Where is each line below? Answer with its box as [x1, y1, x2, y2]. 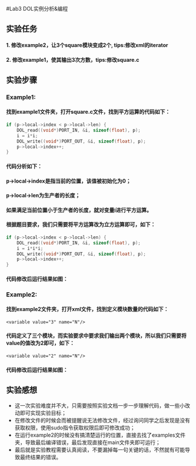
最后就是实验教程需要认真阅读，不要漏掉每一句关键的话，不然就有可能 [14, 446, 185, 453]
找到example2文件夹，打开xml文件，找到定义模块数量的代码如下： [6, 306, 169, 313]
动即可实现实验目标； [14, 409, 67, 417]
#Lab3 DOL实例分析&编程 [6, 5, 68, 12]
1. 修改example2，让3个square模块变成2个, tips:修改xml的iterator [6, 41, 169, 48]
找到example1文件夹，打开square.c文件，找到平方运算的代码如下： [6, 108, 171, 115]
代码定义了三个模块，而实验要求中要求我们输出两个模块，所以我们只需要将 [6, 332, 187, 339]
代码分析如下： [6, 163, 42, 170]
